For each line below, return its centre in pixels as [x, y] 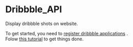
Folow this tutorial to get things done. [45, 39]
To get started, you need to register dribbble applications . [66, 33]
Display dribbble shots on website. [42, 24]
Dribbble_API [34, 9]
